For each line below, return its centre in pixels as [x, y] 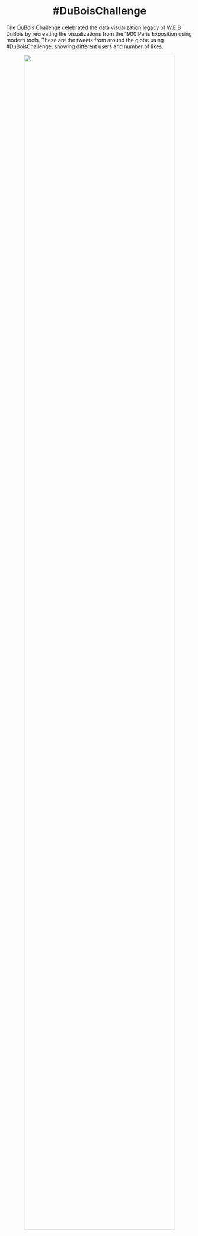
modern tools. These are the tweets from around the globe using [85, 40]
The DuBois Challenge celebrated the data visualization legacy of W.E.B [94, 27]
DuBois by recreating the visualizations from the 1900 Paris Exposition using [99, 33]
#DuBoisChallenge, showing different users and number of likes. [85, 46]
